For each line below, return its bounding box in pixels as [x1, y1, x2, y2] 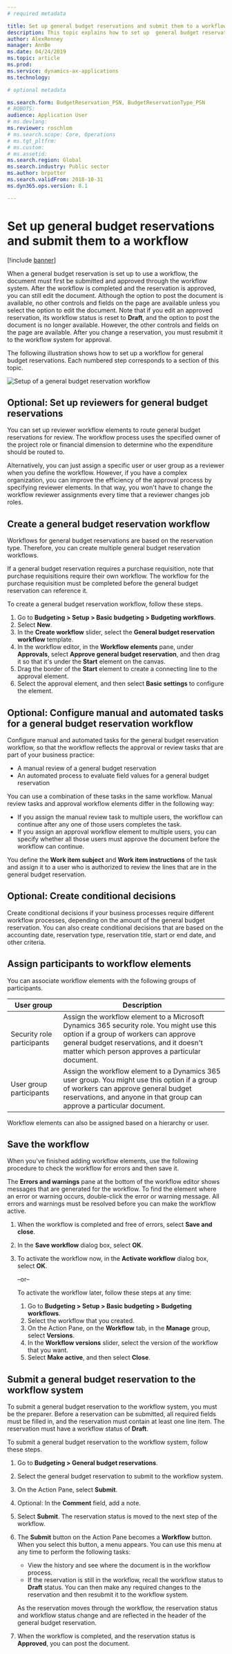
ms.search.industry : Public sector [7, 163, 110, 170]
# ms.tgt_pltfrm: [7, 138, 57, 144]
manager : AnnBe [7, 42, 51, 49]
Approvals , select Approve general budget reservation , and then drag [17, 650, 220, 659]
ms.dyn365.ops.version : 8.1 [7, 182, 88, 189]
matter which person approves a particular [63, 1046, 202, 1056]
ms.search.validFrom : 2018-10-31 [7, 176, 104, 183]
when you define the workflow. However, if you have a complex [7, 469, 188, 477]
